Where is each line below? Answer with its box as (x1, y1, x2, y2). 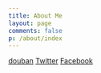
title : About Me (8, 11, 63, 20)
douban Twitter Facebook (8, 56, 94, 66)
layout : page (8, 19, 52, 27)
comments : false (8, 26, 63, 34)
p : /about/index (8, 34, 63, 43)
